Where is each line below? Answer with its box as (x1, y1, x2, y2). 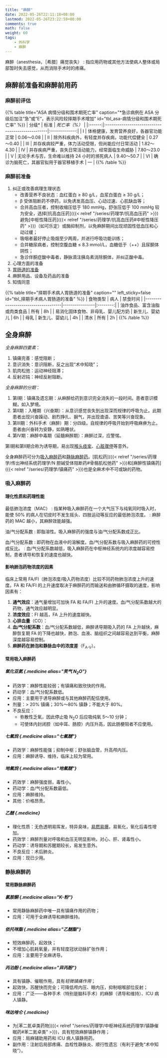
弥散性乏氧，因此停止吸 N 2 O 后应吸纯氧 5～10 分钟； (19, 714, 129, 721)
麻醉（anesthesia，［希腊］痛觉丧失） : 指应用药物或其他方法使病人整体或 (5, 58, 156, 65)
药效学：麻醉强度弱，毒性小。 (12, 779, 74, 785)
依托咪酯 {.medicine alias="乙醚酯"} (5, 926, 81, 932)
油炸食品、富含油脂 (120, 302, 160, 308)
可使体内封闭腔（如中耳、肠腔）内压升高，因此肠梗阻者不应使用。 (19, 721, 156, 727)
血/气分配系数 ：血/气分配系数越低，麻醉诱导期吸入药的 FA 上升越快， (12, 624, 155, 630)
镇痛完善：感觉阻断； (12, 355, 56, 361)
